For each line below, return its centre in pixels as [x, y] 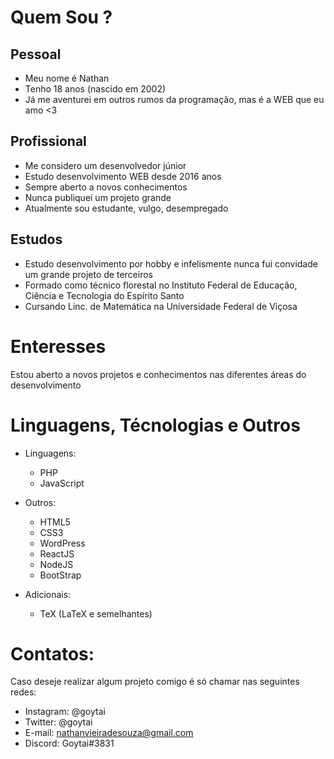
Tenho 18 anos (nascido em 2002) [95, 89]
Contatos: [52, 653]
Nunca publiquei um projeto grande [98, 197]
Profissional [48, 141]
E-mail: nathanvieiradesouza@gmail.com [109, 733]
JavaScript [62, 483]
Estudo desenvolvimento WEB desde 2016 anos [123, 176]
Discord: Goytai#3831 [69, 743]
